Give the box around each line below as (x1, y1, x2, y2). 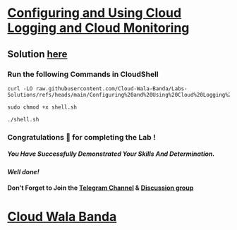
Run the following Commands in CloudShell (7, 69, 159, 79)
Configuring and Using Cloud (7, 5, 182, 21)
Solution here (7, 48, 68, 60)
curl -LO (7, 85, 33, 92)
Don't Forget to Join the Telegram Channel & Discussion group (7, 183, 194, 192)
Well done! (7, 167, 40, 176)
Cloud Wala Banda (7, 208, 117, 224)
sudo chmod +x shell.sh (7, 104, 78, 111)
